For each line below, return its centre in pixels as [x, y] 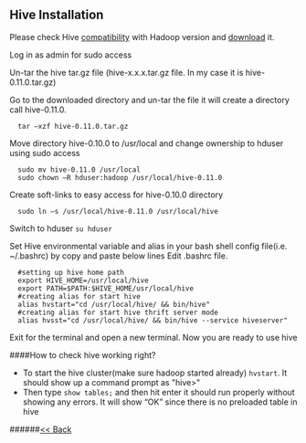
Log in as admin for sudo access [71, 55]
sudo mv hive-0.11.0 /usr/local [79, 169]
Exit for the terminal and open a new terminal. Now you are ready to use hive [154, 337]
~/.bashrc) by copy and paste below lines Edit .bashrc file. [119, 256]
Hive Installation [57, 15]
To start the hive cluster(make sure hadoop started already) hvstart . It [155, 373]
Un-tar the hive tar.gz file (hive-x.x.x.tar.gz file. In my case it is [127, 72]
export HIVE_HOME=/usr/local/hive [83, 280]
